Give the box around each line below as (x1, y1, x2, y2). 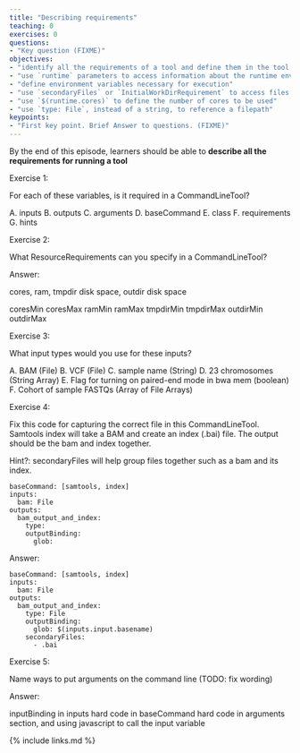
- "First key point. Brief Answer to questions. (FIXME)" (9, 122, 229, 131)
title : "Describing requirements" (9, 13, 138, 22)
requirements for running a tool (9, 156, 128, 166)
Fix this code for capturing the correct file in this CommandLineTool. (9, 419, 260, 430)
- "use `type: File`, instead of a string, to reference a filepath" (9, 105, 274, 114)
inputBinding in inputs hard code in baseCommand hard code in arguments (9, 708, 286, 719)
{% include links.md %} (9, 735, 96, 746)
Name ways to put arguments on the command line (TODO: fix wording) (9, 673, 273, 684)
